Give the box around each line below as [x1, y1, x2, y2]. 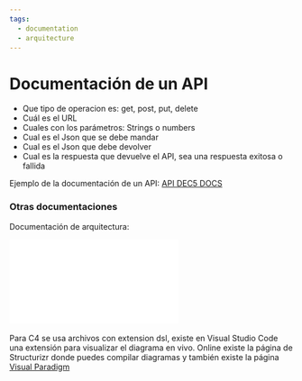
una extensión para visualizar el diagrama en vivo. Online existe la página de [9, 342, 293, 353]
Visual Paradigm [9, 361, 70, 372]
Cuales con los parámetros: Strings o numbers [22, 122, 196, 133]
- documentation [17, 23, 78, 33]
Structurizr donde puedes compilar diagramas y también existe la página [9, 351, 279, 362]
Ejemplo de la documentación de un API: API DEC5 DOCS [9, 178, 223, 189]
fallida [22, 160, 46, 171]
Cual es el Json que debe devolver [22, 141, 151, 152]
